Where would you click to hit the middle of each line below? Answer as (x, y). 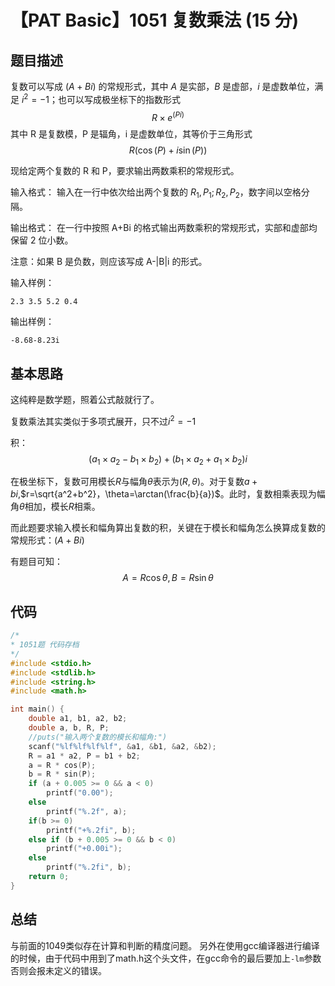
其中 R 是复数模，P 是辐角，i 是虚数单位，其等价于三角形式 (131, 134)
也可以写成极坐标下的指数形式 (120, 99)
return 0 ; (49, 877)
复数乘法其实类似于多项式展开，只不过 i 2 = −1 (103, 420)
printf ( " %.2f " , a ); (87, 811)
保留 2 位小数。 (42, 240)
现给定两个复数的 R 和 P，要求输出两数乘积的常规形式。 (125, 171)
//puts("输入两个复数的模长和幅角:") (98, 737)
